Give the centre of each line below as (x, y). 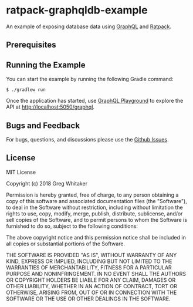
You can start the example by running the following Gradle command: (90, 79)
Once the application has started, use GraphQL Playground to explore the (95, 101)
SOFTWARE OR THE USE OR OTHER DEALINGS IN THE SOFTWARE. (88, 298)
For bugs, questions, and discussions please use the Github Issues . (87, 139)
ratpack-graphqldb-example (77, 10)
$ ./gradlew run (26, 90)
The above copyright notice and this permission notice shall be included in (96, 237)
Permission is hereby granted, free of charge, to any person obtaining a (92, 195)
